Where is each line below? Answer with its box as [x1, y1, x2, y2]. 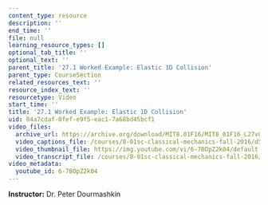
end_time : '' [8, 26, 52, 34]
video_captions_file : [15, 137, 88, 146]
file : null [8, 34, 45, 42]
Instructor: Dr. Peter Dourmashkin [8, 189, 121, 199]
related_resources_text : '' [8, 78, 102, 86]
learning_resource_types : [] [8, 41, 105, 49]
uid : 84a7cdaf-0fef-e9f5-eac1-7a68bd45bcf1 [8, 116, 156, 124]
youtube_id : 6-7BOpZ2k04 [15, 168, 98, 175]
